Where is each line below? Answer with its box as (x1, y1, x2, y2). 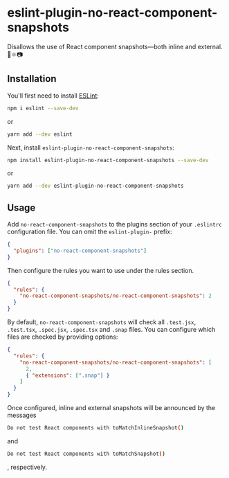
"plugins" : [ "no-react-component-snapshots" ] (13, 247, 147, 254)
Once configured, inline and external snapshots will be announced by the (7, 404, 216, 412)
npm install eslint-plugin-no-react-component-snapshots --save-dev (7, 157, 209, 163)
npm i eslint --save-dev (7, 105, 79, 112)
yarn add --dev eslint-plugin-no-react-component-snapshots (7, 182, 185, 190)
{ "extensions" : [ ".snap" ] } (25, 372, 110, 379)
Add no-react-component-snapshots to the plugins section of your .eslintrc (7, 220, 223, 229)
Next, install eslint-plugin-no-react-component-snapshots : (7, 143, 174, 152)
